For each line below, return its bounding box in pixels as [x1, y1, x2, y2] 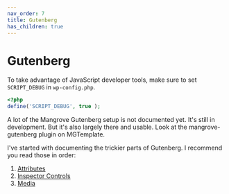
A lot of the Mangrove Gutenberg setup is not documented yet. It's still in [7, 116, 215, 124]
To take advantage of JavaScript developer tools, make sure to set [7, 76, 197, 84]
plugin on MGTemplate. [38, 130, 105, 139]
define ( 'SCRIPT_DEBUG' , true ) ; [7, 103, 101, 110]
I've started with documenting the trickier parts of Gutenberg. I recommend [7, 143, 223, 152]
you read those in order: [7, 151, 76, 159]
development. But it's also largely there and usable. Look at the [7, 123, 187, 132]
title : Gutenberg [7, 17, 58, 24]
